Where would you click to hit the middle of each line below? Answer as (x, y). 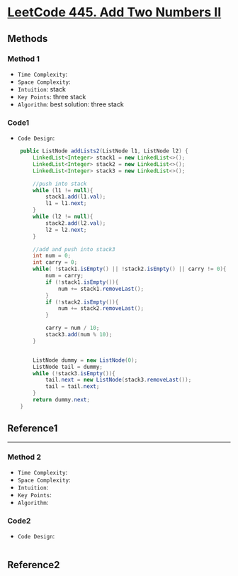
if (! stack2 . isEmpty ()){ (82, 302)
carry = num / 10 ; (72, 328)
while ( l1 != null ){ (63, 190)
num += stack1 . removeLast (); (101, 289)
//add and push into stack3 (74, 249)
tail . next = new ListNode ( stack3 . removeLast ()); (118, 380)
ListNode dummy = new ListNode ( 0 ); (85, 360)
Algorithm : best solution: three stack (70, 104)
